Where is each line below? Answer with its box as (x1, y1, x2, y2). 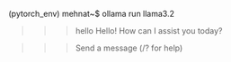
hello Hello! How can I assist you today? (75, 26, 223, 35)
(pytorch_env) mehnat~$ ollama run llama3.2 (8, 9, 175, 19)
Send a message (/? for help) (75, 43, 183, 53)
